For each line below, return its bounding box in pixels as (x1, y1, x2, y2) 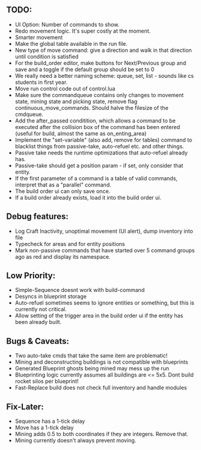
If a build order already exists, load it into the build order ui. (14, 194, 161, 201)
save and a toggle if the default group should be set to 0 (14, 66, 155, 73)
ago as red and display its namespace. (14, 253, 111, 260)
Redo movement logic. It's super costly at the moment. (14, 27, 151, 34)
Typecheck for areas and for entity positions (14, 240, 125, 247)
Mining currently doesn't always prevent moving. (14, 437, 137, 444)
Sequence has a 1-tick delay (14, 417, 85, 425)
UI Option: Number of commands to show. (14, 21, 120, 28)
